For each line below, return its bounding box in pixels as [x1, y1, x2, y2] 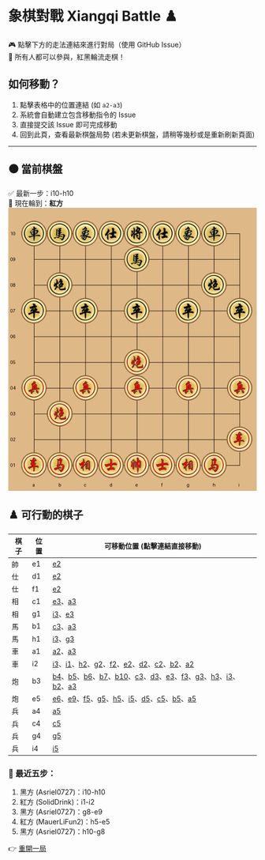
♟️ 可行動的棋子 [8, 508, 84, 522]
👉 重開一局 [8, 843, 47, 853]
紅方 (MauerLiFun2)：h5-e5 [19, 817, 110, 826]
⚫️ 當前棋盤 [8, 163, 63, 176]
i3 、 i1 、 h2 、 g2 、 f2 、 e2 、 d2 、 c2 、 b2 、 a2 [52, 659, 195, 669]
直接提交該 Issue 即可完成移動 [19, 119, 118, 129]
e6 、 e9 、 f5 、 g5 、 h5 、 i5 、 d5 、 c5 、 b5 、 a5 [52, 694, 197, 703]
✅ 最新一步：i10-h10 [8, 188, 74, 198]
